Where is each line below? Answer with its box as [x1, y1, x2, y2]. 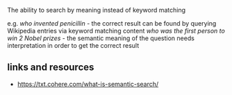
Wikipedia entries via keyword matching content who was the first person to [7, 27, 226, 35]
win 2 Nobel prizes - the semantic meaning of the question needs [7, 34, 194, 42]
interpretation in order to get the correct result [7, 42, 140, 49]
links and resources [7, 62, 94, 74]
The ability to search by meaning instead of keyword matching [7, 6, 186, 14]
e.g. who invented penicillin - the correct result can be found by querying [7, 19, 217, 27]
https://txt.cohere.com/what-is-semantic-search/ [17, 80, 159, 88]
